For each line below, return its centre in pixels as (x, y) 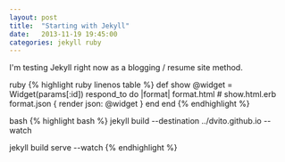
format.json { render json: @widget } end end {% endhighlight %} (130, 104)
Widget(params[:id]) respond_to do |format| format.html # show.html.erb (143, 94)
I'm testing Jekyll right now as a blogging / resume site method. (126, 68)
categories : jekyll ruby (55, 42)
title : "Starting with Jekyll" (69, 26)
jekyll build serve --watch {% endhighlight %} (93, 148)
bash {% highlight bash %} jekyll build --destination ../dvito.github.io (135, 121)
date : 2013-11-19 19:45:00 (63, 34)
